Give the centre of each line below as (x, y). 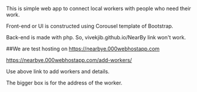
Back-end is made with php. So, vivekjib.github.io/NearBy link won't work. (96, 37)
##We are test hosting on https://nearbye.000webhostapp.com (83, 49)
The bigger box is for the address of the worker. (64, 83)
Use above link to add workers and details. (58, 71)
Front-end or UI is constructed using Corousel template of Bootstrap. (90, 26)
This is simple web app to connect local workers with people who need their (99, 8)
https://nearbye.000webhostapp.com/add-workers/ (69, 60)
